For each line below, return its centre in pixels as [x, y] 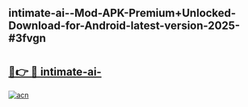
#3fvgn [27, 38]
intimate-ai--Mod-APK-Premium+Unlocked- [122, 13]
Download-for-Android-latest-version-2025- [124, 26]
